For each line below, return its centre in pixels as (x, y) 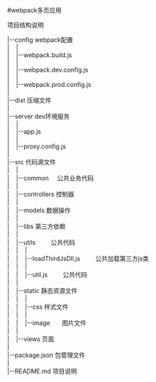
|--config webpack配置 (40, 40)
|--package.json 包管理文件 (46, 355)
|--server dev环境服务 (38, 116)
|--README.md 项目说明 (42, 371)
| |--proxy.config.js (37, 146)
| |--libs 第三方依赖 (36, 226)
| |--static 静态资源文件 (42, 291)
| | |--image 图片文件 (47, 323)
